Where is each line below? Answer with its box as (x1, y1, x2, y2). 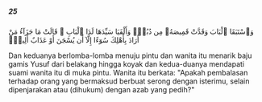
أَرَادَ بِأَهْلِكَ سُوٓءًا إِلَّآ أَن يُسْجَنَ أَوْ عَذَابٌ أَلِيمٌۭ (8, 35, 139, 44)
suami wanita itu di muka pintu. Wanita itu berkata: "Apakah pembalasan (8, 67, 248, 77)
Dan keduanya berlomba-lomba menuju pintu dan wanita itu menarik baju (8, 51, 252, 60)
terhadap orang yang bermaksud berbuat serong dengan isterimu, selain (8, 76, 250, 86)
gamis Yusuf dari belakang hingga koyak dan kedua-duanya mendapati (8, 59, 244, 68)
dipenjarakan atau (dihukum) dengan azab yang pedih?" (8, 84, 195, 94)
